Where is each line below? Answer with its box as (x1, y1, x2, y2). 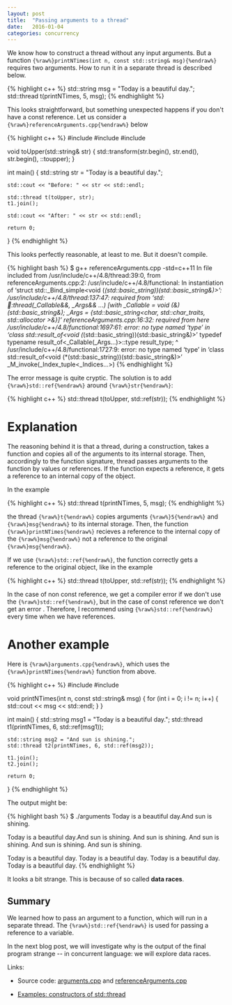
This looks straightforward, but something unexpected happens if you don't (7, 105, 224, 114)
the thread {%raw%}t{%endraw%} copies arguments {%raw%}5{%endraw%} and (7, 512, 218, 521)
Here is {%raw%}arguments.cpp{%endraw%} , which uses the (7, 660, 170, 669)
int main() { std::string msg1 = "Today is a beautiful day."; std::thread (7, 715, 203, 724)
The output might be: (7, 798, 68, 807)
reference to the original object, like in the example (7, 563, 153, 572)
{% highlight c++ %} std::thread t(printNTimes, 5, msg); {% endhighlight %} (7, 499, 225, 507)
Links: (7, 962, 24, 971)
